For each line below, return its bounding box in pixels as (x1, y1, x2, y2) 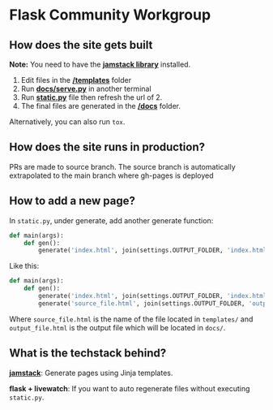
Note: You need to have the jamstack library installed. (9, 59, 191, 69)
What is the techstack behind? (9, 347, 167, 360)
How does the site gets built (9, 38, 153, 52)
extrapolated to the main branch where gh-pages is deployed (9, 170, 214, 180)
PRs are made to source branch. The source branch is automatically (9, 162, 236, 171)
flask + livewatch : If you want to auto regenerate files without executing (9, 383, 250, 393)
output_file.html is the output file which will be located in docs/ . (9, 322, 226, 332)
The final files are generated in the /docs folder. (20, 101, 181, 110)
